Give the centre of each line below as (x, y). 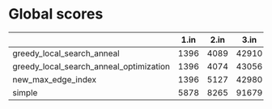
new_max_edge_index (55, 79)
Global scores (56, 14)
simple (25, 92)
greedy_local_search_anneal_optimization (91, 66)
